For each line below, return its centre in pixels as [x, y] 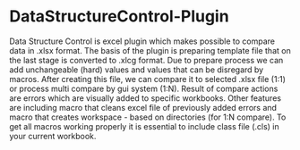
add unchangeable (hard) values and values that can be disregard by [137, 70]
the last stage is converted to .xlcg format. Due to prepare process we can [146, 60]
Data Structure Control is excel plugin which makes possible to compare [142, 41]
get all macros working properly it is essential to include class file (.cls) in [144, 126]
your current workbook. [53, 136]
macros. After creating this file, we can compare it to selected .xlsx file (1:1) [148, 79]
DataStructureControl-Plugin [120, 17]
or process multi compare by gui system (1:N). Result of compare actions [144, 88]
